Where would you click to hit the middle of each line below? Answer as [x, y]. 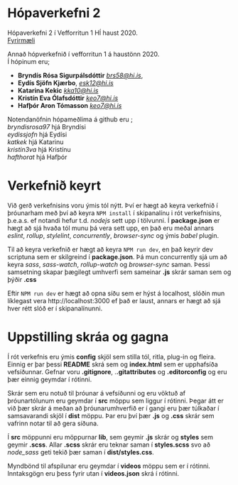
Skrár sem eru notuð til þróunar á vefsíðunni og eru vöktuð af [97, 393]
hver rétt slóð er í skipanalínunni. [55, 308]
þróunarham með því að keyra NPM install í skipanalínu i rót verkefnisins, [115, 213]
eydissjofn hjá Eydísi [37, 134]
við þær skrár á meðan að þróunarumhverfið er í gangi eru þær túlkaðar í [113, 408]
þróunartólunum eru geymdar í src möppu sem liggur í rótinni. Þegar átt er [115, 400]
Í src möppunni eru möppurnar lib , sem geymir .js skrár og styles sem [110, 437]
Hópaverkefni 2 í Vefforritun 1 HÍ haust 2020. [73, 33]
